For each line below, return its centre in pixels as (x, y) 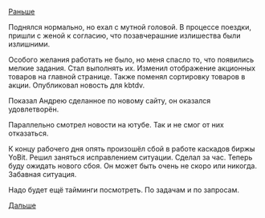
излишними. (29, 44)
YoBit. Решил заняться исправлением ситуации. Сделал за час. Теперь (130, 157)
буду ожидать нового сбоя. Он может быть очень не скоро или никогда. (132, 166)
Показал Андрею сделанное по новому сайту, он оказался (110, 101)
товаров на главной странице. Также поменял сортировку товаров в (127, 77)
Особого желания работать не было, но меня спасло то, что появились (131, 60)
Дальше (22, 205)
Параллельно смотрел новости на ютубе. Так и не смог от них (116, 125)
